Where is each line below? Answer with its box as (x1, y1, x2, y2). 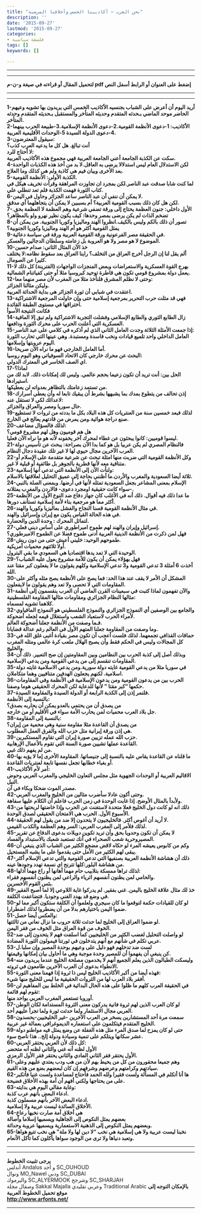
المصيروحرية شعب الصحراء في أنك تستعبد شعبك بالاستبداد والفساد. (7, 835, 155, 842)
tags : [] (7, 43, 29, 49)
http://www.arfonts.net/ (7, 1195, 69, 1203)
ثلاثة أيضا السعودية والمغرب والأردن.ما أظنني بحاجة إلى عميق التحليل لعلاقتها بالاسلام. (7, 473, 193, 480)
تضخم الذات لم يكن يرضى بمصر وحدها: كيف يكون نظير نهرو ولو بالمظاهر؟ (7, 211, 169, 219)
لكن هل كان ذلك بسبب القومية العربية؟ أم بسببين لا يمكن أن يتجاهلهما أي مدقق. (7, 199, 180, 206)
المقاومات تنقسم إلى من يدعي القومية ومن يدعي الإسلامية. (7, 657, 136, 664)
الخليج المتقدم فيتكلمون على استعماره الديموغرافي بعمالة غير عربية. (7, 1019, 156, 1027)
